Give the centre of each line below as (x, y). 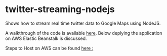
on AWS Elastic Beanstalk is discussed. (46, 38)
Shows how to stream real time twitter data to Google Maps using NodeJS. (83, 23)
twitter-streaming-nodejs (60, 9)
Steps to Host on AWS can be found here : (49, 48)
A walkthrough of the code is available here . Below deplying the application (84, 33)
